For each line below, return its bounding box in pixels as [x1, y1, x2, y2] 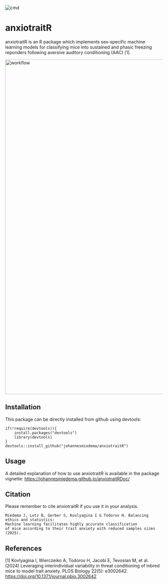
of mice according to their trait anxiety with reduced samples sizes [5, 526, 155, 531]
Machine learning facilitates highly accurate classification [5, 522, 137, 527]
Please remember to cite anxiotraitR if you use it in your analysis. [5, 503, 138, 509]
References [5, 544, 42, 552]
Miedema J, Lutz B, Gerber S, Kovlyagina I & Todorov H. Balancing [5, 513, 149, 518]
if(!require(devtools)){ [5, 426, 57, 431]
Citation [5, 490, 31, 498]
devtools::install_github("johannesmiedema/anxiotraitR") [5, 443, 128, 448]
